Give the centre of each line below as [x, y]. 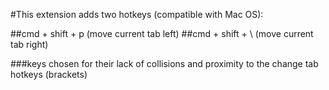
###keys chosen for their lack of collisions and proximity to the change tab [164, 63]
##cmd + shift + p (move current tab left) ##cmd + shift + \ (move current [162, 33]
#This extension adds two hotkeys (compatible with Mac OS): [137, 14]
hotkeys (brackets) [49, 74]
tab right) [29, 44]
